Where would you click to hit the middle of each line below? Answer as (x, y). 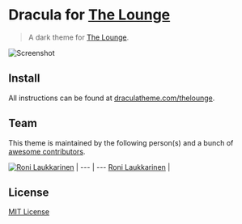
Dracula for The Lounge (89, 15)
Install (24, 78)
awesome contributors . (47, 151)
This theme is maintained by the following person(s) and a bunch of (121, 142)
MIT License (29, 212)
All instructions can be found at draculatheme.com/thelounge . (112, 98)
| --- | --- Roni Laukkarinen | (123, 167)
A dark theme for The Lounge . (79, 37)
